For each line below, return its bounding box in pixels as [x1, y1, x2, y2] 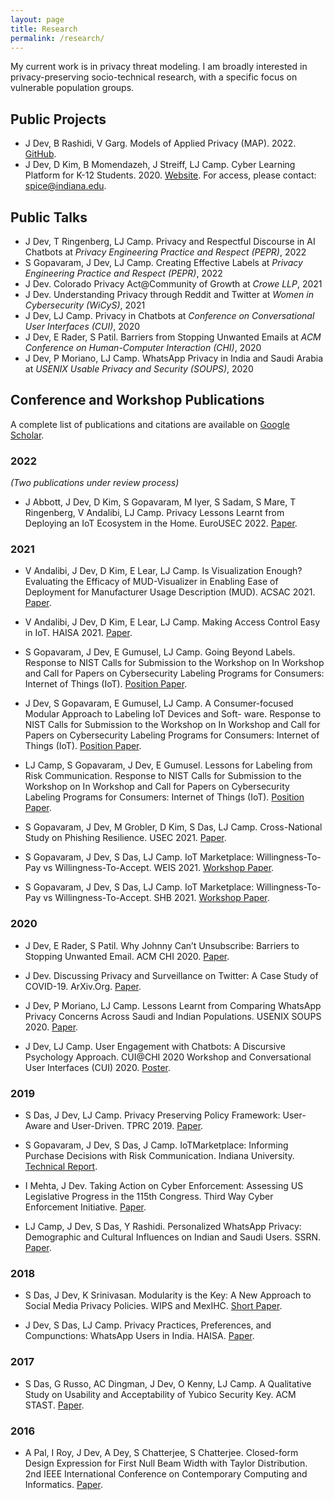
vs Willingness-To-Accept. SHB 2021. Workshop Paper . [43, 892, 270, 904]
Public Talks [10, 209, 88, 226]
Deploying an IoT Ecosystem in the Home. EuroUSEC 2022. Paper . [24, 517, 298, 530]
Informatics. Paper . [24, 1478, 103, 1490]
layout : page [10, 14, 65, 25]
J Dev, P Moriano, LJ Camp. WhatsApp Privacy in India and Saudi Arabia [24, 352, 324, 364]
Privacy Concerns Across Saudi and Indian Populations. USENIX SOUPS [24, 1010, 322, 1022]
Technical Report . [24, 1161, 98, 1172]
